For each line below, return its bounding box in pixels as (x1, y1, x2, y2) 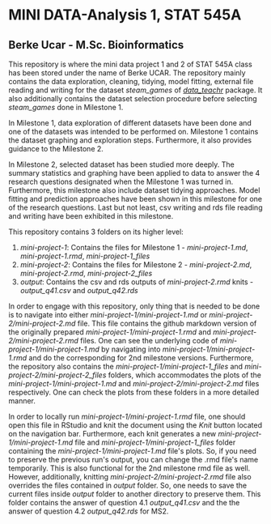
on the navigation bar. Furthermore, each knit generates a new (8, 429, 217, 438)
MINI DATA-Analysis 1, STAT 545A (8, 6, 242, 24)
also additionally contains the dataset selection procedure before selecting (8, 94, 257, 103)
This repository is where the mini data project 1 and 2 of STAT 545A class (8, 59, 252, 69)
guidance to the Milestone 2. (8, 144, 104, 153)
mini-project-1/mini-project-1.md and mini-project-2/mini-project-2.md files (8, 379, 260, 388)
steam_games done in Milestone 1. (8, 103, 124, 112)
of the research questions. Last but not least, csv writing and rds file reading (8, 202, 263, 212)
